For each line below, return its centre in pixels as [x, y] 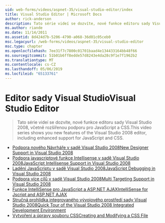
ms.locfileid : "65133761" [31, 74]
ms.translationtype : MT [29, 60]
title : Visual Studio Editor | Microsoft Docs [54, 14]
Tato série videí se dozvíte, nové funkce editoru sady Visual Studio [84, 122]
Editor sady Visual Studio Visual [70, 98]
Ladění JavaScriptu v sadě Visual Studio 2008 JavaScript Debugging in [84, 168]
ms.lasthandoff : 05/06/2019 [34, 69]
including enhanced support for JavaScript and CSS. [70, 138]
